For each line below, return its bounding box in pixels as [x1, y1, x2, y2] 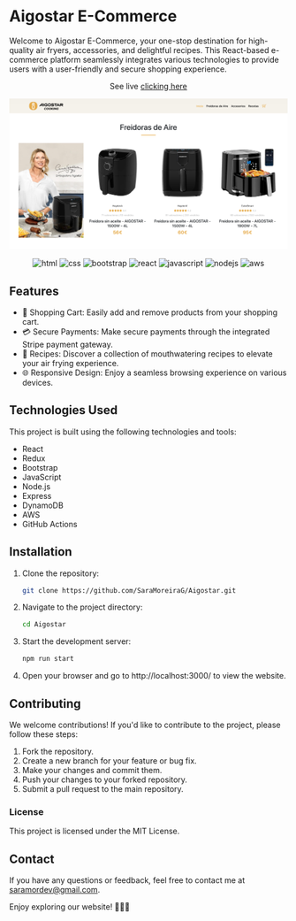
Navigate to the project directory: [21, 602, 143, 612]
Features [9, 283, 59, 298]
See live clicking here [109, 81, 188, 91]
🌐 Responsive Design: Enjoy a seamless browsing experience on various [21, 367, 287, 378]
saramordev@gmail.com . [9, 885, 101, 895]
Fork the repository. [21, 746, 95, 756]
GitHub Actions [21, 518, 78, 529]
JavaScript [21, 472, 62, 482]
